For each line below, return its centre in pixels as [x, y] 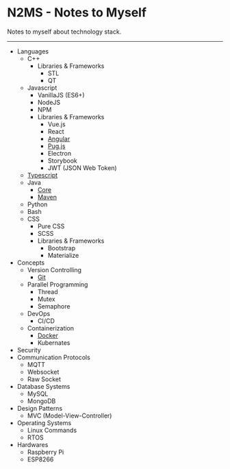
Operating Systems [44, 422]
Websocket [43, 372]
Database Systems [43, 386]
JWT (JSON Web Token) [82, 168]
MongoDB [41, 401]
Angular [59, 139]
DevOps [39, 313]
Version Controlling [54, 269]
